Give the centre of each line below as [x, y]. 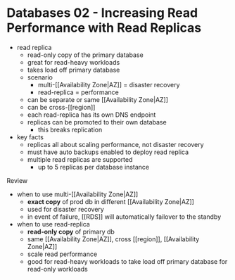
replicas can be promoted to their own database [97, 122]
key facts [30, 137]
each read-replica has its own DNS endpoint [91, 115]
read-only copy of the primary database [85, 55]
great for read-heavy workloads [74, 62]
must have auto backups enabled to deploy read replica [108, 152]
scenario [40, 77]
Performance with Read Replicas [104, 28]
